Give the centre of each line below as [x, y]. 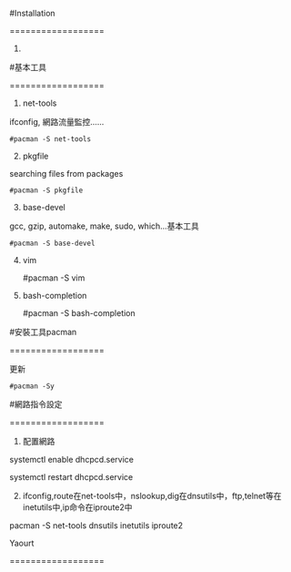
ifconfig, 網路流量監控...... [57, 122]
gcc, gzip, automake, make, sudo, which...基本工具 [105, 226]
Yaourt [22, 543]
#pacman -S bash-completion [79, 313]
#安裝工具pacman [43, 332]
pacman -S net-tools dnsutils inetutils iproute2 [96, 526]
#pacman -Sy [32, 386]
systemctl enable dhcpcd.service [72, 460]
